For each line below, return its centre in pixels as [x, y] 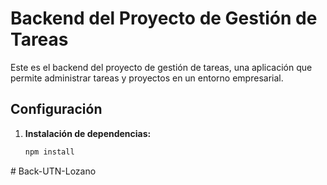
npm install [49, 152]
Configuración [56, 109]
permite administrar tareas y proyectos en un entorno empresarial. [147, 78]
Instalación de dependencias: [88, 133]
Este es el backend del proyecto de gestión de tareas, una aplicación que [161, 67]
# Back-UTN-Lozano [53, 171]
